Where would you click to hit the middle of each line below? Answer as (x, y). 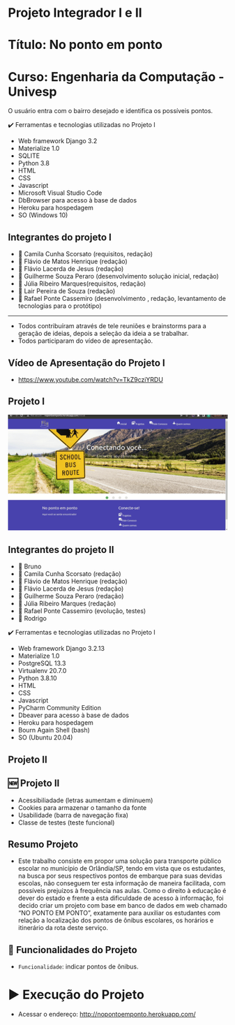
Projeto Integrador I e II (75, 13)
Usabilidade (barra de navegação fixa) (73, 815)
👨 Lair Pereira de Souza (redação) (67, 291)
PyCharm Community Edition (60, 708)
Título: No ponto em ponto (85, 45)
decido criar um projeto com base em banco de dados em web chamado (122, 906)
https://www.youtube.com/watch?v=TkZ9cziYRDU (90, 379)
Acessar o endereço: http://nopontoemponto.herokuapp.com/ (107, 1015)
